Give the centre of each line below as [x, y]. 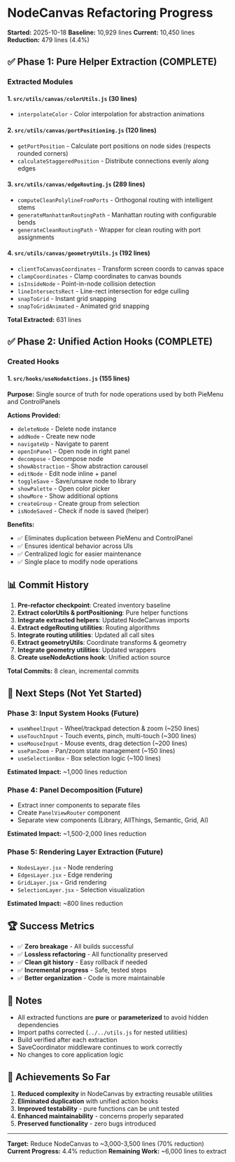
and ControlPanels [34, 401]
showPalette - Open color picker [64, 488]
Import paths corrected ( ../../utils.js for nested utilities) [102, 1032]
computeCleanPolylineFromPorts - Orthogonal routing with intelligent [115, 200]
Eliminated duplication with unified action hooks [88, 1101]
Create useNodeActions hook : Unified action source [94, 657]
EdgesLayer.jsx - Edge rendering [65, 874]
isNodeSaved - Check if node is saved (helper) [83, 511]
